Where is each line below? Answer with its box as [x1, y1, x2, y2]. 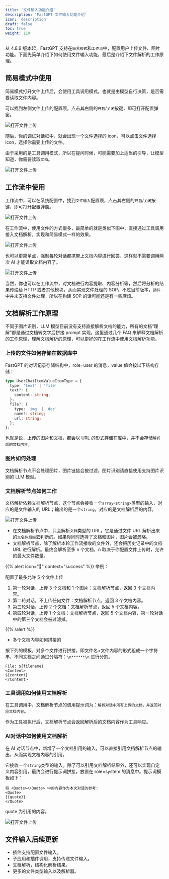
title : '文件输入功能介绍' [5, 7, 56, 13]
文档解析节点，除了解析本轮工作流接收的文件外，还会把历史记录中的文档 [12, 540, 162, 546]
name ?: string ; [14, 411, 46, 416]
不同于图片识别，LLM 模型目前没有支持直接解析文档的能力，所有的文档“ [5, 323, 154, 330]
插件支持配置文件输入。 [12, 849, 61, 855]
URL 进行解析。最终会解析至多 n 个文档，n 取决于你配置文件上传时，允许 [12, 546, 164, 552]
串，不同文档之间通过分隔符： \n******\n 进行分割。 [5, 654, 113, 660]
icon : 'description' [5, 17, 49, 22]
